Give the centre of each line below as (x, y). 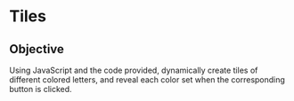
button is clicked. (41, 89)
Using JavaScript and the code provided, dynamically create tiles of (134, 70)
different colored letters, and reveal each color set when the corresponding (147, 80)
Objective (37, 49)
